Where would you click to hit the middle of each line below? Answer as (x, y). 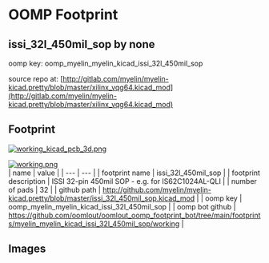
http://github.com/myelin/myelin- (157, 189)
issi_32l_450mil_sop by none (82, 44)
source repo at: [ (36, 79)
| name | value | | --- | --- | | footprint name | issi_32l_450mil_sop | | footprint (134, 173)
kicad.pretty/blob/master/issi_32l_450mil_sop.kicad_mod (102, 198)
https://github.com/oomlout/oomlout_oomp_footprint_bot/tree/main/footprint (134, 215)
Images (27, 249)
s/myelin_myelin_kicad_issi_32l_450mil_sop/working (94, 223)
